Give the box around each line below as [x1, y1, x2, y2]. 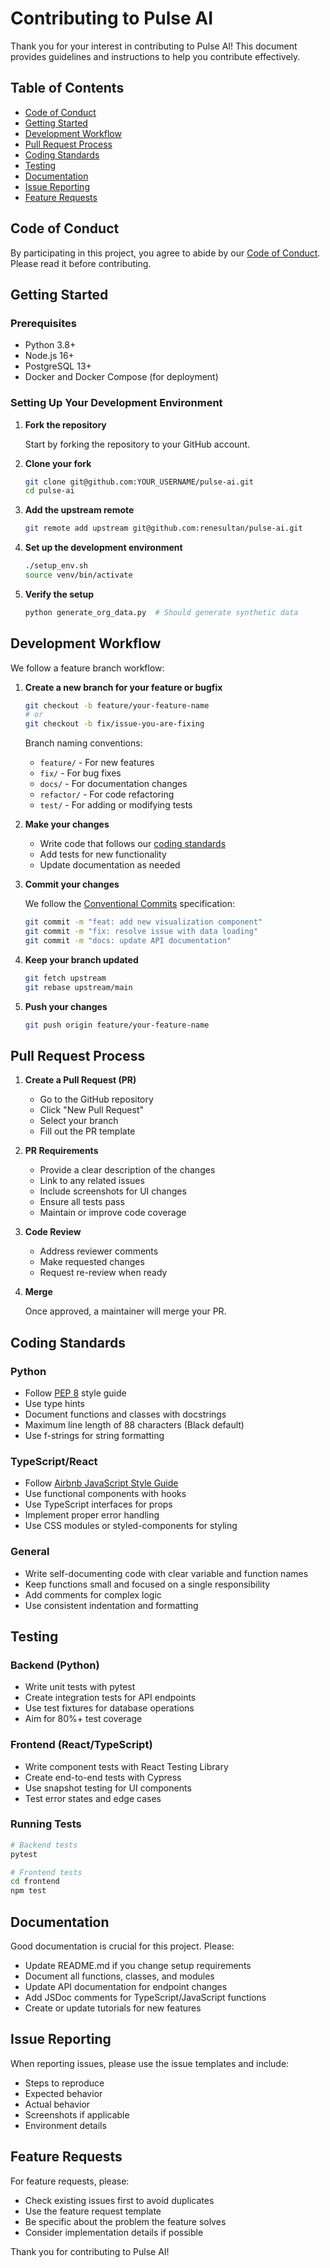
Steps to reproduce [24, 2077, 105, 2089]
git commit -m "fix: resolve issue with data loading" [24, 927, 259, 937]
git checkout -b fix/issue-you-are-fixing [24, 719, 205, 729]
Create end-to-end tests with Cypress [24, 1771, 182, 1783]
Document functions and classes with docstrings [24, 1408, 227, 1420]
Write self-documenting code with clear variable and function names [24, 1567, 309, 1579]
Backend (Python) [10, 1658, 100, 1672]
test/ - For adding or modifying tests [39, 799, 193, 811]
